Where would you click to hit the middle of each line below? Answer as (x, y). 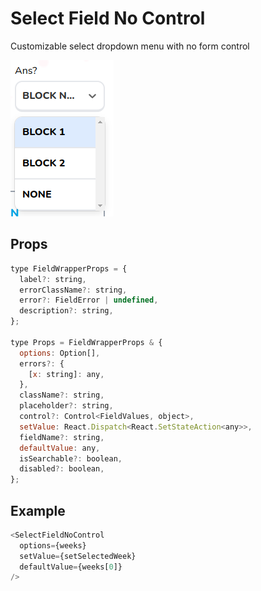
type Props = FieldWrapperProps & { (86, 342)
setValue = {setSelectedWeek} (78, 556)
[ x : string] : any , (66, 374)
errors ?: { (42, 363)
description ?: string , (66, 311)
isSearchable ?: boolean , (71, 458)
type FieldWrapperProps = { (69, 268)
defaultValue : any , (60, 448)
